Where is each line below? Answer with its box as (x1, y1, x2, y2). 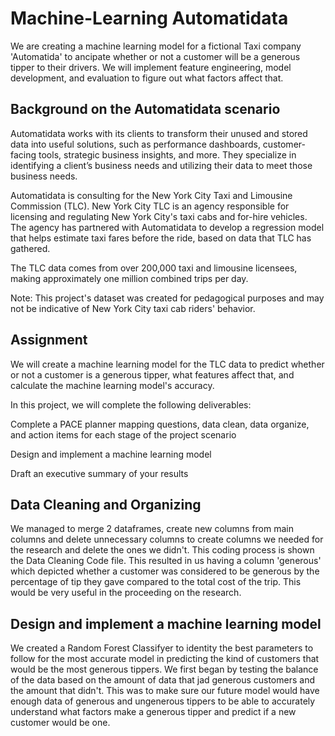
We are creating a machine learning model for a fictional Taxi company (10, 40, 302, 52)
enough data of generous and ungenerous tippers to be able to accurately (10, 695, 316, 707)
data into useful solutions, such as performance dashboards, (10, 138, 261, 150)
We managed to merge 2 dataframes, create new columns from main (10, 523, 294, 535)
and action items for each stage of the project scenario (10, 428, 237, 441)
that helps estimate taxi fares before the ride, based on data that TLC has (10, 232, 312, 244)
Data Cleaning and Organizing (10, 496, 202, 513)
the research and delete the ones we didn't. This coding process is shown (10, 544, 315, 556)
